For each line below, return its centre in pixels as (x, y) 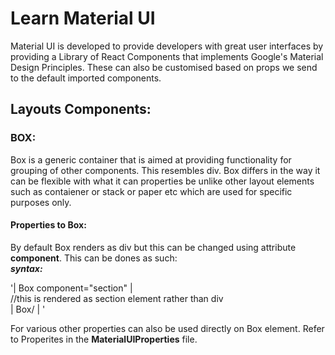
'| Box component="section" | (71, 288)
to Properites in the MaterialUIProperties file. (104, 339)
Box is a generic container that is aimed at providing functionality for (151, 159)
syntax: (26, 268)
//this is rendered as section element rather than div (117, 298)
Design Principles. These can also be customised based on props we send (164, 67)
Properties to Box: (48, 225)
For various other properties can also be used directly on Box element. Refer (167, 328)
